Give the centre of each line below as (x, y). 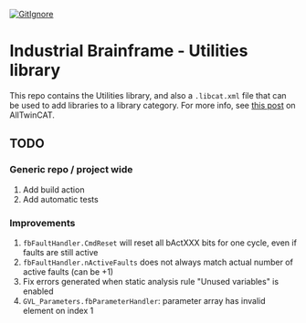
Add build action (53, 189)
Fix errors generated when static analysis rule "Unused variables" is (151, 281)
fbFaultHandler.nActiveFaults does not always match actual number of (158, 262)
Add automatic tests (60, 199)
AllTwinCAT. (32, 115)
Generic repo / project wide (71, 170)
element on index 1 (58, 310)
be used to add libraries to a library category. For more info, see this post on (153, 105)
